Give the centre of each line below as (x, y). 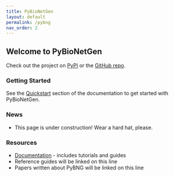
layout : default (26, 17)
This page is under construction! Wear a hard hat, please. (83, 127)
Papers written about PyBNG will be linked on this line (79, 168)
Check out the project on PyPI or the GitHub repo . (66, 65)
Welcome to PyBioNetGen (54, 51)
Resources (22, 143)
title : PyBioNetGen (30, 11)
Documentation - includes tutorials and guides (70, 155)
